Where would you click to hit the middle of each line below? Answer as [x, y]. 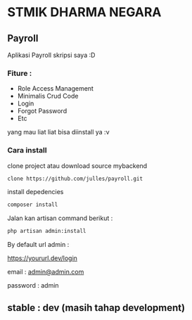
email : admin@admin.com [46, 272]
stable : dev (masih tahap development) [96, 308]
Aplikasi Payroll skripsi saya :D [51, 55]
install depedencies [36, 192]
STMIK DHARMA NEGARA [84, 12]
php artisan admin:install [47, 231]
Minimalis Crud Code [48, 96]
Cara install [27, 151]
